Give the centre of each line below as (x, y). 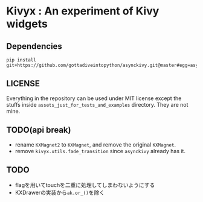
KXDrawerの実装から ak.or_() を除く (60, 193)
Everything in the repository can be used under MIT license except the (94, 98)
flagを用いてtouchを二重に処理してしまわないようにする (85, 185)
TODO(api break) (39, 130)
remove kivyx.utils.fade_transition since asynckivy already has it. (100, 151)
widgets (27, 24)
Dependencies (34, 46)
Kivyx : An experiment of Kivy (83, 11)
